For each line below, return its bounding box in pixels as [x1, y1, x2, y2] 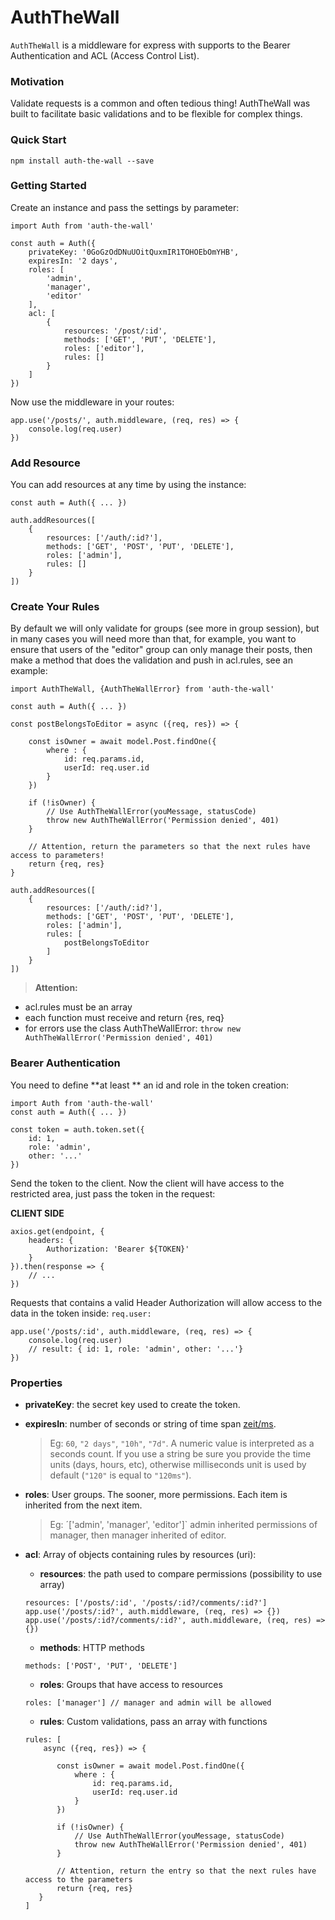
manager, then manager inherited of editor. [49, 1529, 227, 1541]
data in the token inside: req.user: [10, 1307, 152, 1319]
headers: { [28, 1235, 74, 1245]
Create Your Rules [10, 600, 100, 614]
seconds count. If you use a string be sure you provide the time [49, 1448, 312, 1460]
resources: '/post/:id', [63, 326, 168, 336]
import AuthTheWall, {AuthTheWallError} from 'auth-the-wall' [10, 684, 275, 695]
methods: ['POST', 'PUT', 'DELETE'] [24, 1661, 178, 1671]
